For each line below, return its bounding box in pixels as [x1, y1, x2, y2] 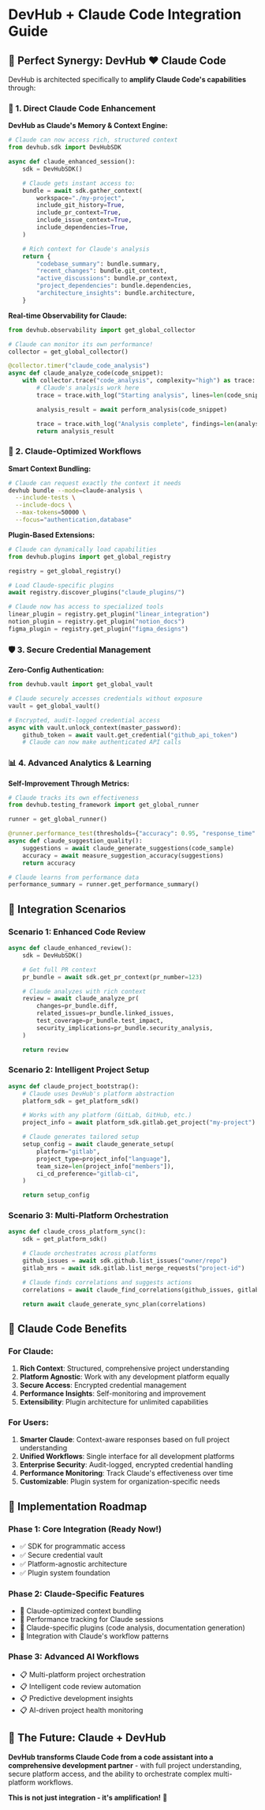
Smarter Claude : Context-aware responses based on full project [19, 1435, 230, 1444]
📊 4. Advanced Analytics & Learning [8, 757, 152, 768]
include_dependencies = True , [36, 224, 129, 232]
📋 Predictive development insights [19, 1693, 134, 1703]
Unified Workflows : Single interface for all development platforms [19, 1452, 235, 1461]
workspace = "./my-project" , [36, 194, 125, 202]
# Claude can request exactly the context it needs [8, 479, 181, 487]
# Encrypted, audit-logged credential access [8, 716, 160, 724]
